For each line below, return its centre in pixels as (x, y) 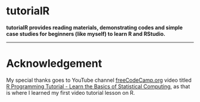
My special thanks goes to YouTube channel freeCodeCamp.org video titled (99, 80)
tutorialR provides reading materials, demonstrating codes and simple (95, 27)
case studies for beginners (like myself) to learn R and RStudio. (86, 33)
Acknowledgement (54, 64)
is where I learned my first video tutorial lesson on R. (71, 92)
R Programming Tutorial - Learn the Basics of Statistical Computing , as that (98, 86)
